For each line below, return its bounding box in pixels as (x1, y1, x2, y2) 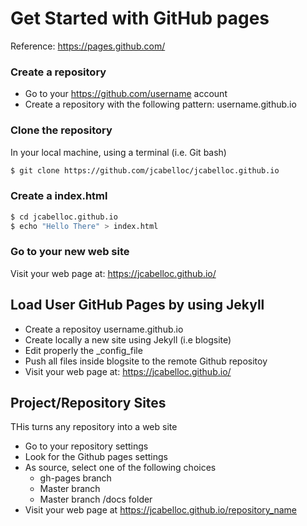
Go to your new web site (10, 245, 130, 259)
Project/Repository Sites (10, 394, 167, 411)
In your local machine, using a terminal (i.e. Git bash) (10, 146, 227, 158)
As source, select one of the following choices (24, 462, 217, 474)
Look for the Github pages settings (24, 451, 168, 463)
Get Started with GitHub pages (10, 7, 270, 30)
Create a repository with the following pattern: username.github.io (24, 98, 297, 111)
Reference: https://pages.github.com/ (10, 40, 166, 52)
